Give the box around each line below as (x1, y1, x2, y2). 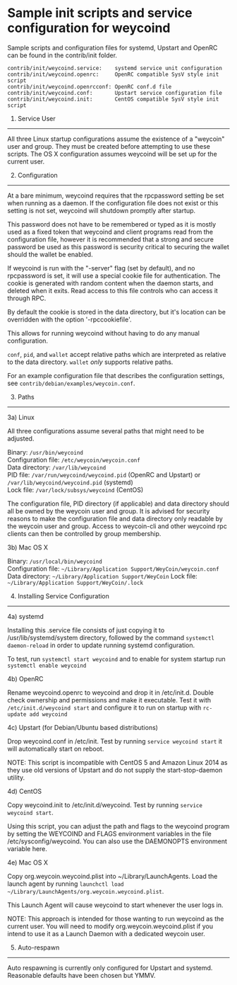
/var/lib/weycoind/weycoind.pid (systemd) (7, 478, 134, 486)
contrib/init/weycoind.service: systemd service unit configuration (7, 64, 222, 72)
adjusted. (7, 434, 35, 443)
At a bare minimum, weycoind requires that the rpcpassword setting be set (7, 191, 224, 200)
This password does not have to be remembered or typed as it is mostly (7, 220, 217, 228)
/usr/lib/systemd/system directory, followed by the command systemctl (7, 633, 215, 642)
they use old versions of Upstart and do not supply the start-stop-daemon (7, 765, 223, 774)
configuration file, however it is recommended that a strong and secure (7, 235, 214, 244)
